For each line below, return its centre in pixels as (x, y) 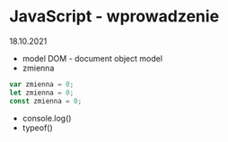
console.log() (47, 118)
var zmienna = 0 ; (42, 84)
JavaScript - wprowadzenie (114, 17)
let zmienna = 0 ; (42, 92)
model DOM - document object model (92, 58)
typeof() (38, 128)
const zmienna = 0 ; (46, 101)
